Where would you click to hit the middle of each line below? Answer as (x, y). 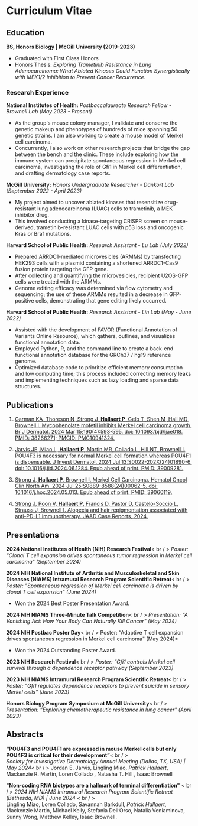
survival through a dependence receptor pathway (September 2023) (90, 668)
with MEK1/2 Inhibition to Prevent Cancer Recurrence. (80, 77)
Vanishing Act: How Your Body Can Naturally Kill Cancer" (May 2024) (92, 621)
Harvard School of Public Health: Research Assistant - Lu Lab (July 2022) (97, 245)
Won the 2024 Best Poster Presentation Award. (72, 603)
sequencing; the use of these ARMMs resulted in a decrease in (91, 294)
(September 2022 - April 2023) (44, 191)
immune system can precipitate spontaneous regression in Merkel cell (100, 161)
